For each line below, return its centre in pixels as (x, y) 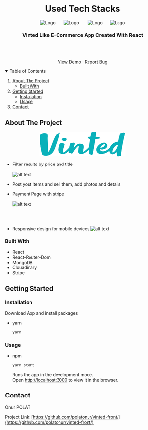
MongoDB (22, 263)
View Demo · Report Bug (83, 62)
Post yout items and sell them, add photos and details (66, 184)
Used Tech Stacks (83, 9)
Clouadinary (25, 268)
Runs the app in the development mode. (53, 375)
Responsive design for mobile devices (51, 229)
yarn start (23, 365)
